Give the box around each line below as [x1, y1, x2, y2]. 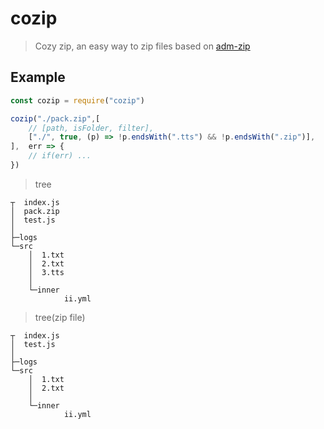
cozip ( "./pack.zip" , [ [10, 113, 101, 124]
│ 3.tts [28, 267, 65, 277]
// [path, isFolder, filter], [28, 123, 155, 133]
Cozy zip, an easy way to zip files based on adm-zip [34, 40, 251, 52]
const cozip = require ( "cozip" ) [10, 95, 145, 106]
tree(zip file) [34, 311, 86, 323]
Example [10, 69, 66, 86]
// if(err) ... [28, 151, 92, 161]
